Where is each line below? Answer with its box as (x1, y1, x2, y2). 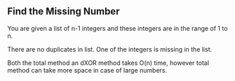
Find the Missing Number (7, 6, 120, 17)
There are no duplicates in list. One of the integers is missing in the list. (7, 45, 213, 53)
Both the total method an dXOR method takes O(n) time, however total (7, 59, 209, 67)
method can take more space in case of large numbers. (7, 66, 168, 74)
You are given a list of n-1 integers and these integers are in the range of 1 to (7, 24, 228, 32)
